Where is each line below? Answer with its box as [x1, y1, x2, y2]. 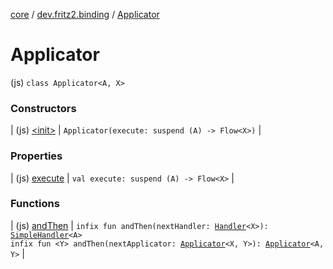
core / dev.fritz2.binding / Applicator [10, 9, 160, 20]
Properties [10, 149, 63, 163]
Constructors [10, 101, 77, 115]
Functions [10, 197, 60, 211]
